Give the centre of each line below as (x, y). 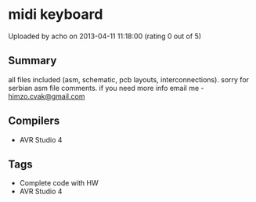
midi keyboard (56, 14)
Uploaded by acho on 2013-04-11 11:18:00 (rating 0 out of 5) (105, 36)
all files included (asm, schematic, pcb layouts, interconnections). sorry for (128, 79)
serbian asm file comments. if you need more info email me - (106, 88)
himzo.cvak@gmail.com (47, 96)
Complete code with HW (59, 183)
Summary (32, 61)
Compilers (34, 121)
